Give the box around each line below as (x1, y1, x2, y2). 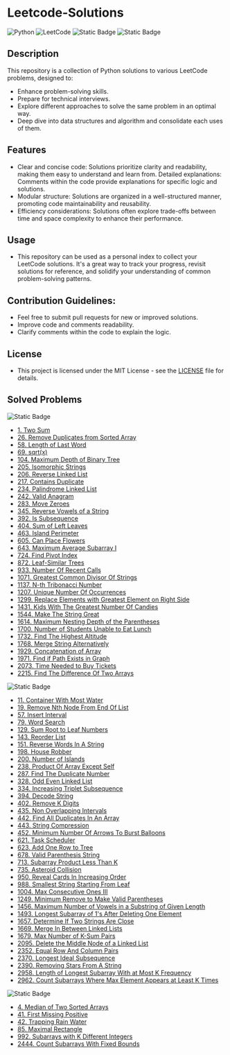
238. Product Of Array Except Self (17, 762, 115, 771)
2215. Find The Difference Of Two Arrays (17, 669, 134, 677)
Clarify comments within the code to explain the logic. (17, 328, 171, 336)
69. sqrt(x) (17, 447, 48, 456)
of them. (17, 123, 42, 132)
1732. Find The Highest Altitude (17, 632, 107, 640)
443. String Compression (17, 821, 89, 830)
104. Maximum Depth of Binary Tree (17, 455, 120, 463)
